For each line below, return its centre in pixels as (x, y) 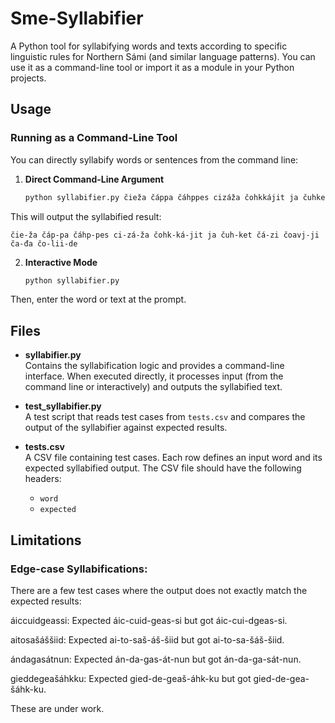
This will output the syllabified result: (86, 216)
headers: (43, 479)
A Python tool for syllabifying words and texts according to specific (149, 46)
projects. (28, 78)
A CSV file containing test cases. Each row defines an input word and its (173, 458)
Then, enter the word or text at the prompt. (98, 299)
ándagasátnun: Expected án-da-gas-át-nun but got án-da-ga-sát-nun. (156, 659)
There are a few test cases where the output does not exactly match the (159, 590)
